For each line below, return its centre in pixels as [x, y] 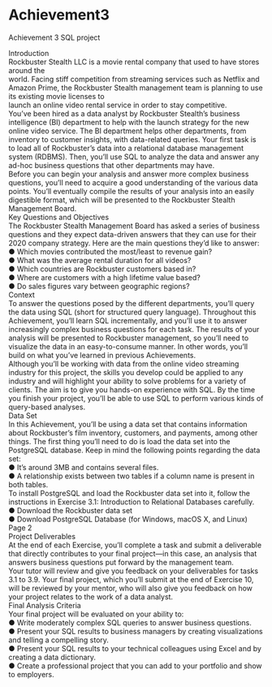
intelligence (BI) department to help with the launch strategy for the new [129, 122]
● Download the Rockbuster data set [70, 510]
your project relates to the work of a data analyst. [91, 596]
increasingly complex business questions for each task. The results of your [134, 329]
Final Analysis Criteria [45, 605]
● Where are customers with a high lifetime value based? [104, 277]
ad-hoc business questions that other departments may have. [112, 165]
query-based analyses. [47, 407]
